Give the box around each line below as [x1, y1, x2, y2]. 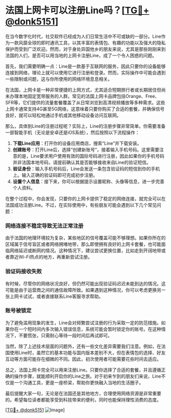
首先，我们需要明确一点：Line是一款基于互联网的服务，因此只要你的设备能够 [5, 63, 166, 69]
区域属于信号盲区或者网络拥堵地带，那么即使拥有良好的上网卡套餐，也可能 [5, 241, 161, 247]
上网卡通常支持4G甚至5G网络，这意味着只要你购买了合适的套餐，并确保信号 [5, 105, 165, 112]
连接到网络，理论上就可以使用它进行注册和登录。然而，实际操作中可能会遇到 [5, 69, 166, 75]
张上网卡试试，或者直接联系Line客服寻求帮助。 [5, 293, 103, 299]
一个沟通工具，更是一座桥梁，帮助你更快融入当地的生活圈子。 [14, 379, 144, 385]
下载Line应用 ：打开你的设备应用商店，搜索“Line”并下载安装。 [12, 140, 142, 146]
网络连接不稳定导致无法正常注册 [5, 222, 84, 229]
